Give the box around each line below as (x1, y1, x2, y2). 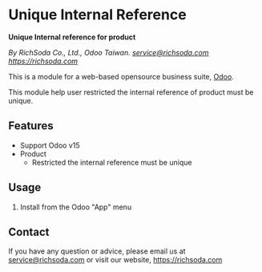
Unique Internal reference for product (8, 32, 136, 42)
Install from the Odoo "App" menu (19, 202, 132, 212)
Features (8, 119, 54, 133)
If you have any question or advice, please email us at (8, 246, 186, 256)
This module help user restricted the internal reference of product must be (8, 87, 254, 97)
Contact (8, 225, 50, 238)
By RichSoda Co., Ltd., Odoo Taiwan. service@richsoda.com (8, 47, 209, 57)
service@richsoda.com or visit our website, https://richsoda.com (8, 255, 223, 265)
